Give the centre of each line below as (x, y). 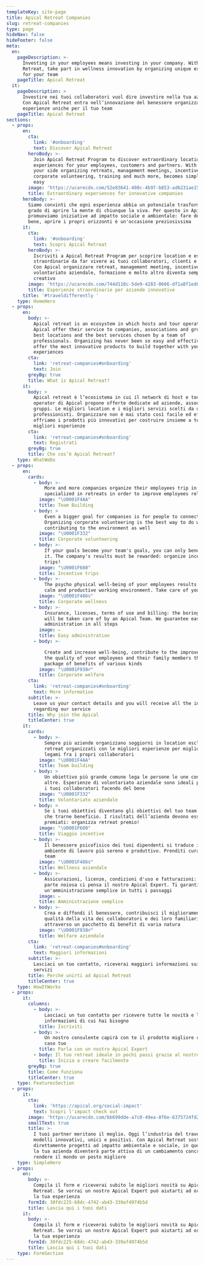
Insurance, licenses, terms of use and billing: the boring (122, 613)
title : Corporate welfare (71, 675)
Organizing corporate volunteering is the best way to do (119, 522)
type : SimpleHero (39, 1162)
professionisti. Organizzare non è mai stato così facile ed (112, 415)
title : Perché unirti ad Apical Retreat (80, 975)
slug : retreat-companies (38, 23)
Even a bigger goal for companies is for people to (111, 517)
